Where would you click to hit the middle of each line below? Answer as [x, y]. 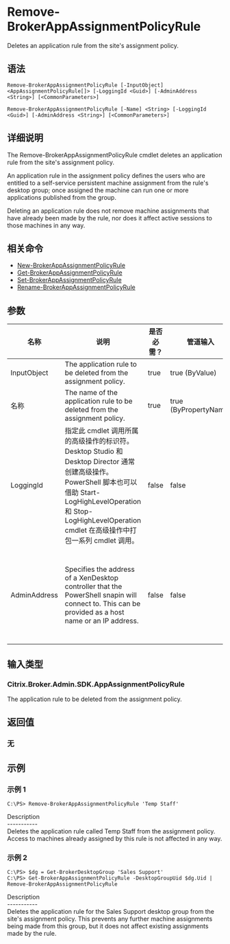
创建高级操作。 [89, 472]
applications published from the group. [62, 197]
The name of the [91, 393]
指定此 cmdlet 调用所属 [102, 431]
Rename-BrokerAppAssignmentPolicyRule [76, 287]
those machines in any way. [46, 225]
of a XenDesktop [91, 578]
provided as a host [94, 612]
